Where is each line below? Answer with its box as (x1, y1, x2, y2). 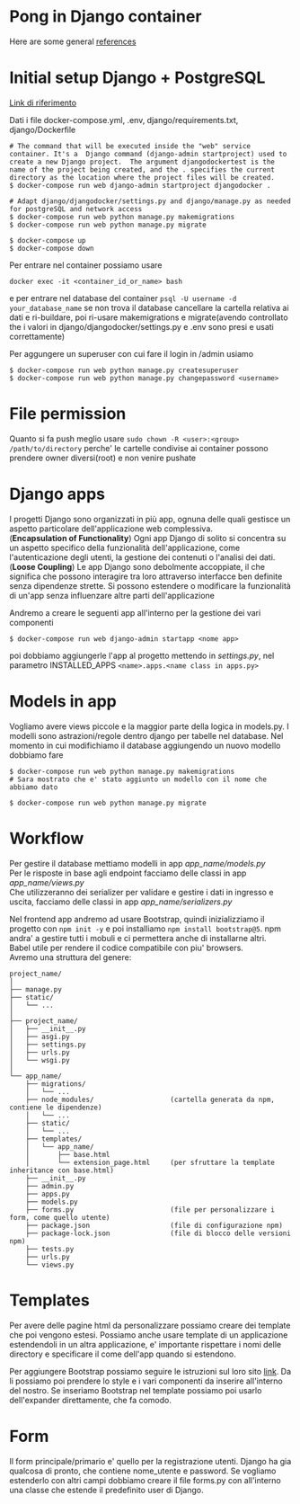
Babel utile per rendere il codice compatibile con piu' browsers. (9, 942, 244, 953)
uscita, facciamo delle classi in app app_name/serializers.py (9, 896, 233, 907)
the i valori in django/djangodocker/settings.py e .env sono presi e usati (9, 321, 274, 332)
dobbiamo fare (9, 749, 64, 761)
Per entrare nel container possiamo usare (9, 259, 163, 271)
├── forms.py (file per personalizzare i (25, 1205, 276, 1215)
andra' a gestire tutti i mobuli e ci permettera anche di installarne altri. (9, 932, 267, 943)
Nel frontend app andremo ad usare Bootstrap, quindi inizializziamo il (9, 913, 265, 924)
